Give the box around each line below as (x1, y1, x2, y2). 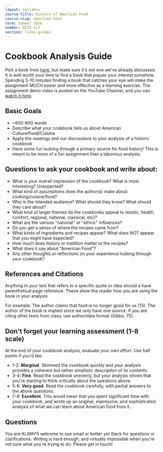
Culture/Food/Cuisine (12, 130, 55, 136)
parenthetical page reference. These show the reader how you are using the (5, 288, 158, 294)
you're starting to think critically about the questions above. (12, 378, 132, 384)
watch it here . (5, 93, 33, 98)
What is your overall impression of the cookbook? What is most (12, 178, 139, 184)
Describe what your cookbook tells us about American (12, 125, 122, 131)
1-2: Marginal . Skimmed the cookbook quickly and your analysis (12, 362, 141, 368)
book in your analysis (5, 293, 48, 299)
